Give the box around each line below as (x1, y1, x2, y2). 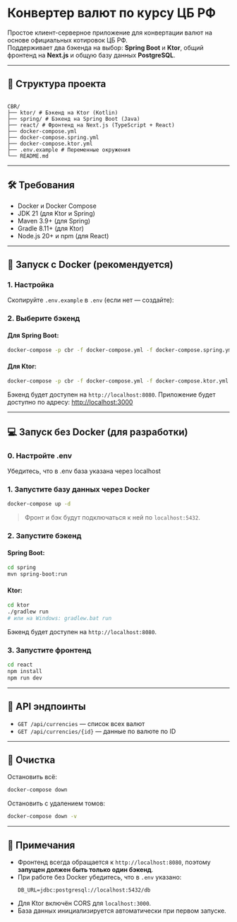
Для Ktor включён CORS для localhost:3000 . (17, 899, 152, 907)
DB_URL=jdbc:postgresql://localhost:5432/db (17, 887, 151, 894)
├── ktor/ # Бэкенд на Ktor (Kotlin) (7, 109, 119, 116)
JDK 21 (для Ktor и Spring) (17, 209, 95, 217)
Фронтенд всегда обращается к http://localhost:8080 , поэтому (17, 858, 211, 866)
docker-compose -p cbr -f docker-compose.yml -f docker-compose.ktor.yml (7, 378, 229, 385)
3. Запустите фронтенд (7, 645, 92, 655)
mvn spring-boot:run (7, 571, 68, 578)
